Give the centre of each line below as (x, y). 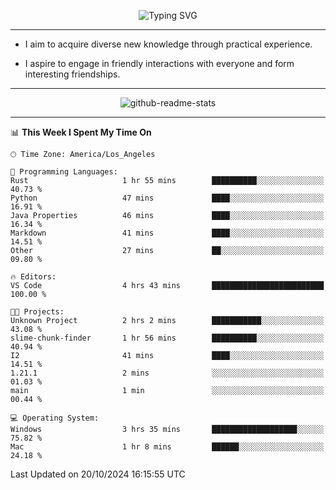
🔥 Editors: (33, 277)
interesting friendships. (72, 74)
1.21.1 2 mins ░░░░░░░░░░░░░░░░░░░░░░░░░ (167, 373)
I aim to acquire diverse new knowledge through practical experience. (168, 44)
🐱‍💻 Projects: (37, 312)
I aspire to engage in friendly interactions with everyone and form (159, 63)
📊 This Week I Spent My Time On (81, 132)
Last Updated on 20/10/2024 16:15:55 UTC (98, 474)
